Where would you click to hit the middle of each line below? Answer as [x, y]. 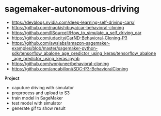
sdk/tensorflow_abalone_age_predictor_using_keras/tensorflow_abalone [84, 53]
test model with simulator [37, 103]
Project [12, 78]
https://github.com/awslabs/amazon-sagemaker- [61, 43]
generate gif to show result [39, 108]
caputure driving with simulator [43, 87]
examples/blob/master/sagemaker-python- [55, 48]
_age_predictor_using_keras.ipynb [46, 58]
